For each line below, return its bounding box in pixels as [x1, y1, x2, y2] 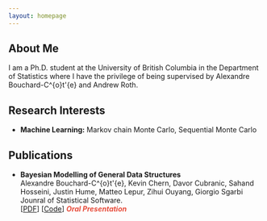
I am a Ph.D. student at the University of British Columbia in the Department [8, 63, 260, 73]
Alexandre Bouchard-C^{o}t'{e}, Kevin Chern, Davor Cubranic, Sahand [19, 178, 254, 188]
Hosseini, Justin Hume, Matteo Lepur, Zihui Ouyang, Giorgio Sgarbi [19, 187, 244, 197]
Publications [8, 148, 73, 162]
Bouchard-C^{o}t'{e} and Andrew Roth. [8, 80, 139, 90]
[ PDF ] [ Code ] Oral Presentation [19, 204, 127, 214]
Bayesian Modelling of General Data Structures [19, 170, 181, 180]
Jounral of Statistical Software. [19, 195, 123, 206]
